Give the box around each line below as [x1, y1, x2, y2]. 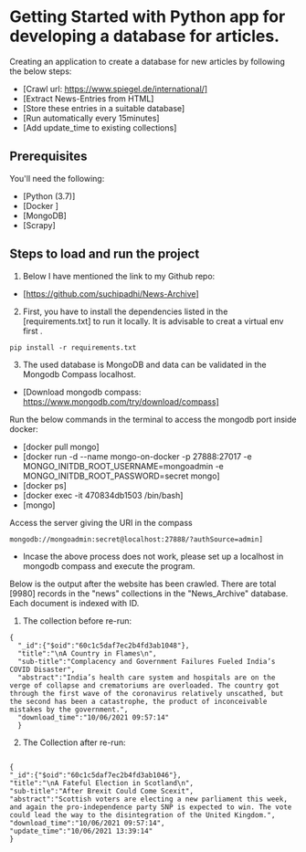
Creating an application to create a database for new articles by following [9, 56, 285, 67]
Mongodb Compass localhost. [22, 368, 137, 380]
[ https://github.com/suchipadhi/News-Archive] [22, 288, 199, 299]
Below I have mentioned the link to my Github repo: [22, 270, 216, 281]
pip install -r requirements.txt [9, 342, 137, 352]
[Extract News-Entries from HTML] [22, 93, 154, 104]
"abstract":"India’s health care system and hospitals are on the [17, 673, 276, 682]
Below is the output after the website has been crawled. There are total [9, 578, 277, 589]
